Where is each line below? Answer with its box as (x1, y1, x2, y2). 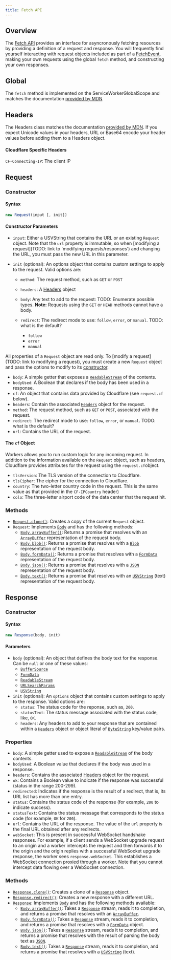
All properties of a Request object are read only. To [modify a (5, 353, 133, 359)
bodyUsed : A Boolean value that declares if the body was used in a (12, 761, 151, 767)
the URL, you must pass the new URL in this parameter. (12, 251, 129, 257)
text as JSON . (20, 937, 47, 944)
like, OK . (20, 715, 37, 721)
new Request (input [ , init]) (5, 212, 67, 218)
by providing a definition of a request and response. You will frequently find (5, 46, 164, 52)
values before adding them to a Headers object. (5, 135, 106, 141)
